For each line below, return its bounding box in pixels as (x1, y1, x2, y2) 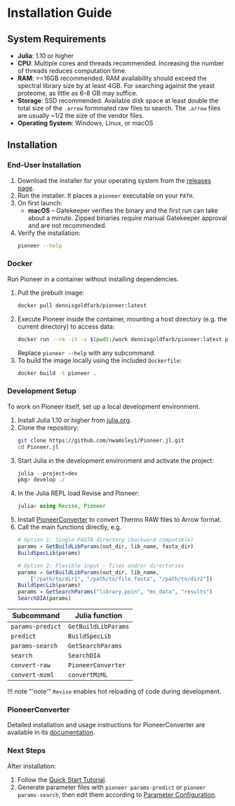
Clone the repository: (17, 423, 79, 432)
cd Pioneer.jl (17, 443, 59, 451)
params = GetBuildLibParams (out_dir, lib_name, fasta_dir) (17, 543, 194, 550)
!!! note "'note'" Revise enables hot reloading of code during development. (7, 687, 222, 696)
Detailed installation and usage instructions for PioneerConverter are (7, 721, 206, 729)
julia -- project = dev (17, 470, 78, 477)
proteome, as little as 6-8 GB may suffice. (17, 89, 138, 97)
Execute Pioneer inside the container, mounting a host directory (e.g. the (17, 314, 227, 323)
